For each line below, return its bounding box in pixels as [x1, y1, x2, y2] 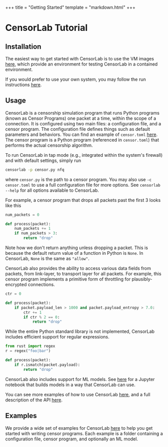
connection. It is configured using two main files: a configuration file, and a [5, 120, 161, 126]
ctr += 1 [23, 310, 42, 315]
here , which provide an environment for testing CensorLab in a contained [5, 61, 158, 67]
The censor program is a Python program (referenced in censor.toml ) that [5, 136, 159, 143]
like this [5, 202, 21, 209]
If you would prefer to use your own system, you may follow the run [5, 76, 146, 82]
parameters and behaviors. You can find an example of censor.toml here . [5, 131, 158, 137]
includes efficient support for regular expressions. [5, 334, 110, 340]
